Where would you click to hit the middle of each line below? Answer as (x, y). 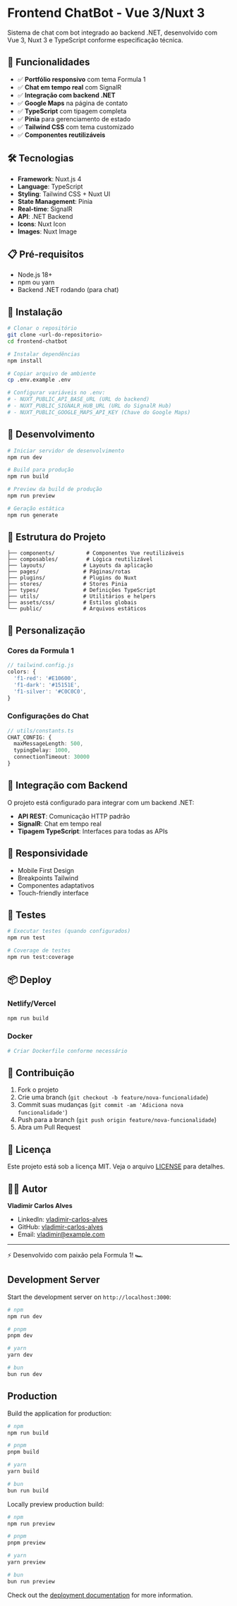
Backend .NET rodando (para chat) (68, 290)
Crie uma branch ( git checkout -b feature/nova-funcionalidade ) (113, 1097)
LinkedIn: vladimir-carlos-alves (62, 1219)
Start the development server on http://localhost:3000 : (89, 1297)
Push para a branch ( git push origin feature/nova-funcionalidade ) (117, 1120)
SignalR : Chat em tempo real (60, 823)
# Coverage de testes (39, 950)
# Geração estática (36, 508)
